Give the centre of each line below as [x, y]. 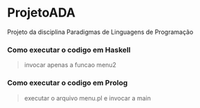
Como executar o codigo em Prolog [67, 83]
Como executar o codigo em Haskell [69, 50]
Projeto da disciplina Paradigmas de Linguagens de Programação [100, 32]
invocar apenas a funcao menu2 [70, 65]
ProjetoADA [42, 13]
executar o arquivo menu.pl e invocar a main [87, 98]
